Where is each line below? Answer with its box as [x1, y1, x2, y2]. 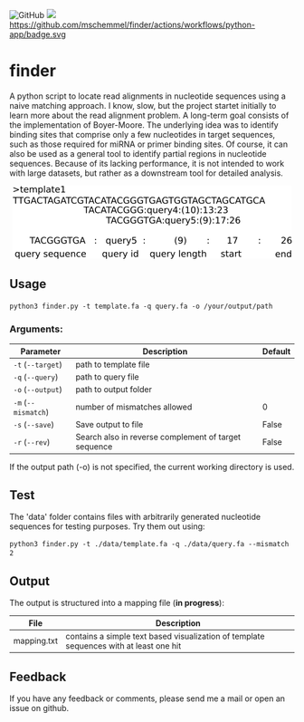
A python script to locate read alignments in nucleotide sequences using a [9, 91, 287, 101]
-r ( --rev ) [13, 436, 51, 448]
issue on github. [9, 703, 70, 714]
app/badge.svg [9, 29, 66, 40]
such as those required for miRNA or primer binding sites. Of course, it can [9, 139, 288, 149]
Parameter [20, 345, 62, 357]
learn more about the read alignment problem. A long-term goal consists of [9, 110, 290, 120]
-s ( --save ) [13, 419, 54, 429]
